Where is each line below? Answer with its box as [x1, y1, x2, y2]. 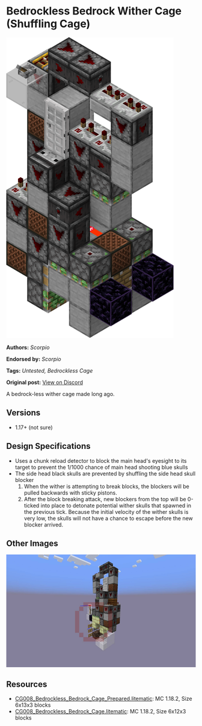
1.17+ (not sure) [14, 424, 53, 431]
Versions [6, 407, 41, 418]
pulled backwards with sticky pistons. [23, 489, 117, 496]
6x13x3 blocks [14, 701, 51, 709]
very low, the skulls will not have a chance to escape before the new [23, 514, 194, 522]
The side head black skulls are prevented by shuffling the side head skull [14, 470, 196, 477]
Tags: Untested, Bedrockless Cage [6, 367, 93, 374]
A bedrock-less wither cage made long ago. [6, 390, 115, 397]
